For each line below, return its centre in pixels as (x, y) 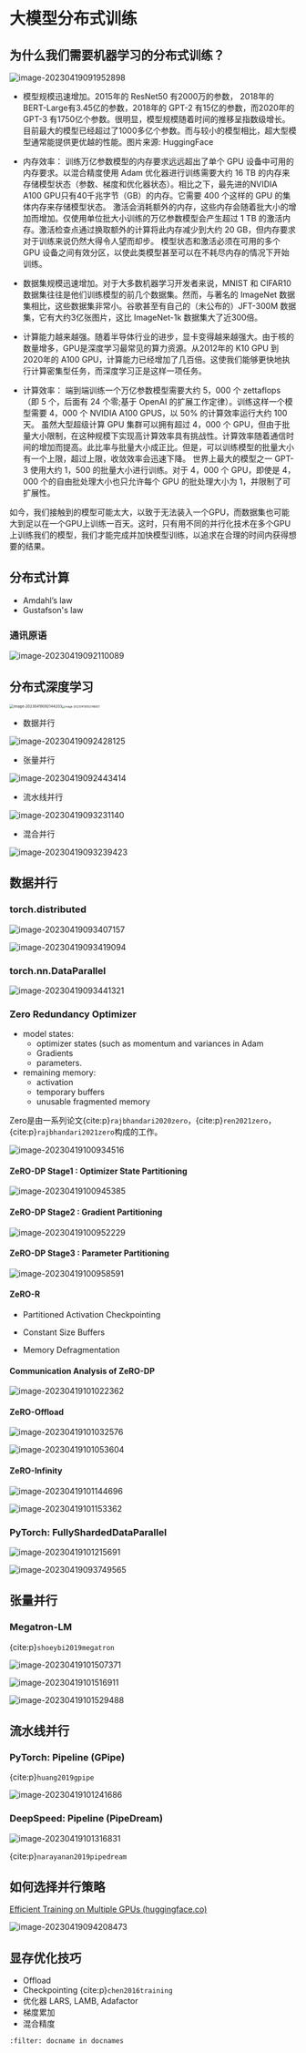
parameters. (59, 1063)
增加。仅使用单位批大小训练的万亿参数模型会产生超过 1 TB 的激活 (161, 218)
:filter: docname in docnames (67, 2041)
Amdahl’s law (47, 600)
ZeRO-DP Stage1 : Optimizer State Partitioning (99, 1171)
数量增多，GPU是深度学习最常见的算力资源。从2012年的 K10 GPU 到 (151, 348)
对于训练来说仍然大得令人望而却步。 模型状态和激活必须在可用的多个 (151, 241)
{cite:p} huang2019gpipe (52, 1777)
